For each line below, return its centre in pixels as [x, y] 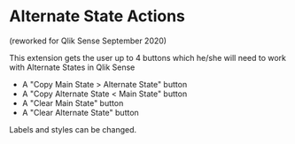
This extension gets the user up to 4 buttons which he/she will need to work [147, 57]
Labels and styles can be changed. [73, 129]
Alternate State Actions [97, 16]
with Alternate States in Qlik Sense [72, 67]
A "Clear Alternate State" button [80, 112]
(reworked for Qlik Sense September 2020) [88, 41]
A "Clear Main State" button [73, 102]
